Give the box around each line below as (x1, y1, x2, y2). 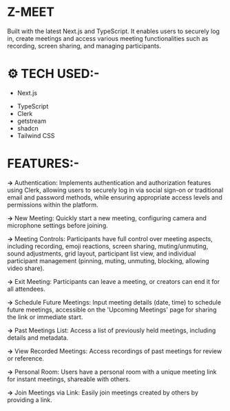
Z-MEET (7, 4, 55, 20)
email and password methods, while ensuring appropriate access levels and (7, 193, 222, 201)
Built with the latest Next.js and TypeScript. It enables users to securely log (7, 27, 220, 35)
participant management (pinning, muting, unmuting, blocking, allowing (7, 256, 209, 265)
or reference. (7, 354, 45, 363)
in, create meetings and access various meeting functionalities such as (7, 34, 209, 42)
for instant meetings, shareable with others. (7, 374, 131, 383)
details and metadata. (7, 333, 69, 342)
